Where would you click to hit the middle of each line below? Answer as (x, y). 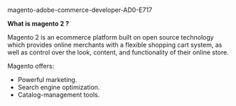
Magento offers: (31, 66)
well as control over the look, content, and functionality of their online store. (118, 52)
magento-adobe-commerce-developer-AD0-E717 (80, 10)
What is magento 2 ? (38, 24)
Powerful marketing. (47, 80)
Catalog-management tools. (59, 95)
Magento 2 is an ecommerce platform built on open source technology (111, 37)
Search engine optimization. (59, 88)
